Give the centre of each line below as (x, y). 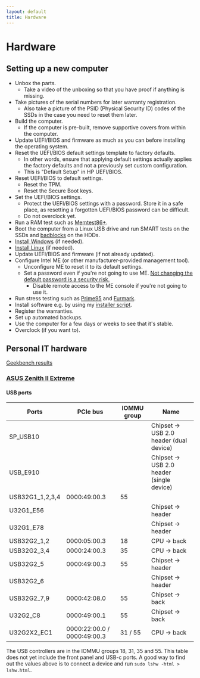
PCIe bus (90, 412)
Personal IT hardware (47, 348)
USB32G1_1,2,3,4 (35, 497)
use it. (40, 292)
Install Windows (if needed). (49, 241)
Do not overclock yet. (50, 216)
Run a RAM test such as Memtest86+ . (61, 222)
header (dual (169, 440)
